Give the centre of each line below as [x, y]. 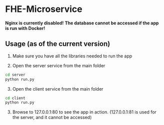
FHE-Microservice [44, 9]
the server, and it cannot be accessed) [52, 118]
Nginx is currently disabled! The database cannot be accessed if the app [82, 23]
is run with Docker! [25, 28]
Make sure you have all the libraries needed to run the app [72, 56]
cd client [15, 98]
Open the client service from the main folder [58, 89]
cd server [15, 75]
